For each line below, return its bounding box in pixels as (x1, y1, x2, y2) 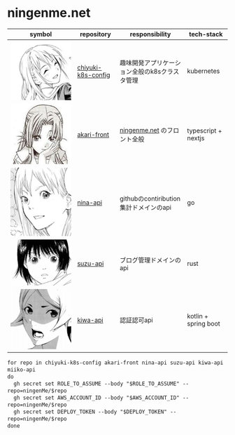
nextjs (187, 134, 205, 142)
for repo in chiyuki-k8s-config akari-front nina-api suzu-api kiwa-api (7, 359, 224, 366)
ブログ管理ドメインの (120, 255, 182, 264)
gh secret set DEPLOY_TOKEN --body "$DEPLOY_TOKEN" (13, 408, 168, 415)
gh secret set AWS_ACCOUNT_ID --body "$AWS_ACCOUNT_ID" (13, 394, 180, 401)
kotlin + (187, 312, 208, 321)
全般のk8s (131, 67, 162, 75)
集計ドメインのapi (120, 203, 172, 211)
